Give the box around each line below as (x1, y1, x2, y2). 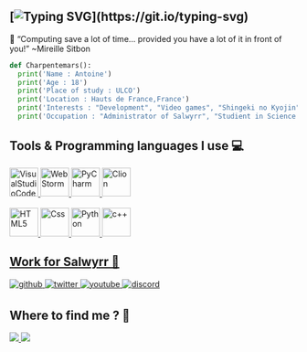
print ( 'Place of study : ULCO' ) (17, 86, 142, 96)
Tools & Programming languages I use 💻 (9, 138, 244, 154)
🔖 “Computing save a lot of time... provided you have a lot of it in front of (9, 33, 282, 44)
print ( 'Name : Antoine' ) (17, 69, 112, 79)
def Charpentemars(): (9, 60, 92, 69)
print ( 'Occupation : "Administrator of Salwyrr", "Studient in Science (17, 112, 297, 122)
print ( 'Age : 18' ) (17, 78, 89, 87)
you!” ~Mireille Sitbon (9, 43, 91, 54)
